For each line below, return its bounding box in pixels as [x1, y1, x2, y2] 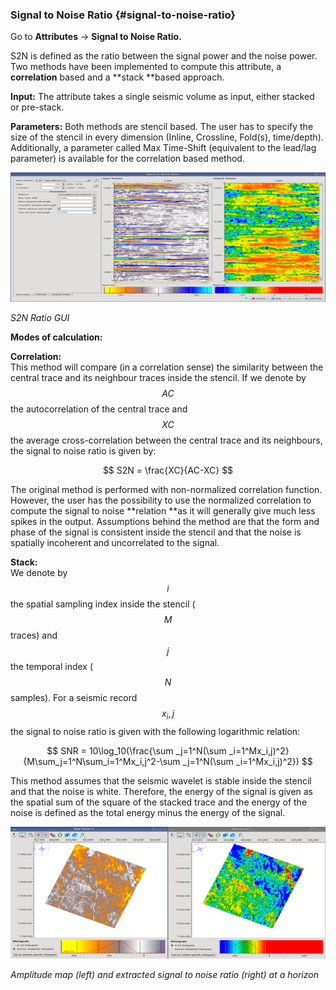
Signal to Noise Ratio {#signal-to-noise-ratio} [10, 8, 236, 22]
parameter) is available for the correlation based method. [10, 153, 245, 165]
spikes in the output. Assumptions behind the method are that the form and [10, 515, 320, 527]
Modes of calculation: [10, 331, 103, 343]
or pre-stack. [10, 101, 65, 113]
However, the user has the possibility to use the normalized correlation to [10, 494, 312, 506]
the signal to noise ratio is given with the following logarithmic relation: [10, 725, 301, 737]
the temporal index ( [10, 660, 94, 672]
